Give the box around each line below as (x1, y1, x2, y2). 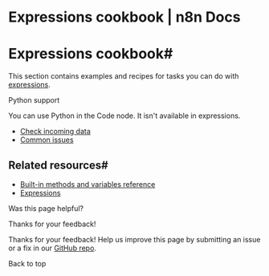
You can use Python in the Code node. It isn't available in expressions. (8, 111, 241, 120)
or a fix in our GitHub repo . (8, 243, 96, 253)
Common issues (19, 135, 74, 144)
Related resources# (8, 158, 108, 172)
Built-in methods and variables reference (19, 179, 156, 189)
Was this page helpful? (8, 203, 84, 213)
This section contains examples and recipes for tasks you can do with (8, 71, 239, 81)
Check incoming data (19, 127, 91, 136)
